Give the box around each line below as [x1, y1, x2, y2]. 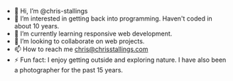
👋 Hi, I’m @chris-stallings [13, 7, 88, 15]
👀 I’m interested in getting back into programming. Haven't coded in [13, 14, 213, 23]
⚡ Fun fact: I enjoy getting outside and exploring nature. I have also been [13, 55, 227, 64]
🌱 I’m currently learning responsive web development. [13, 29, 173, 38]
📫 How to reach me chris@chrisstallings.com [13, 45, 148, 53]
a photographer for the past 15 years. [13, 66, 123, 74]
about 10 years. [13, 22, 60, 30]
